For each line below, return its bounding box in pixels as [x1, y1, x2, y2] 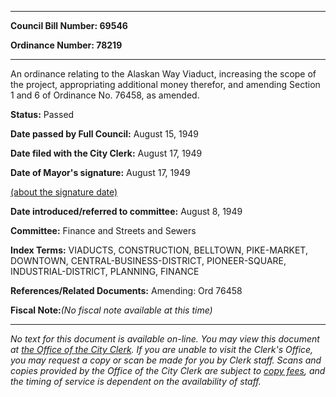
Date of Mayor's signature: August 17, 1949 [10, 167, 191, 178]
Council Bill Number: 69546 [10, 20, 128, 31]
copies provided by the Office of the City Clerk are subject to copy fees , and [10, 365, 326, 376]
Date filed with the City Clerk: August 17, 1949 [10, 147, 203, 159]
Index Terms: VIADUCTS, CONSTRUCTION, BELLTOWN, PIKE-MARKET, [10, 244, 308, 256]
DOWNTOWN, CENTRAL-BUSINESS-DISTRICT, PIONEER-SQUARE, [10, 255, 287, 266]
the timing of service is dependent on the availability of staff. [10, 376, 262, 387]
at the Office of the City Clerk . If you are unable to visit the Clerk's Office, [10, 344, 314, 355]
